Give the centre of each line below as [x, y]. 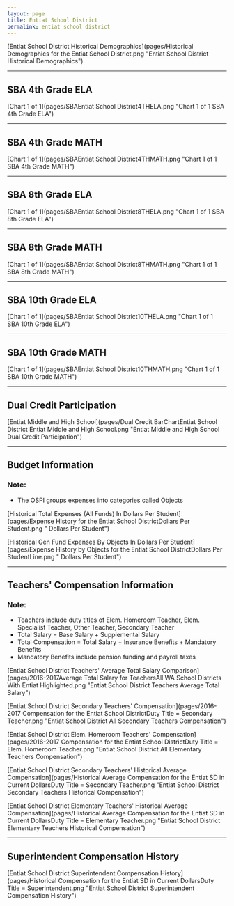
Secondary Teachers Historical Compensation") [76, 792]
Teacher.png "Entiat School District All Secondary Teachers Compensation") [117, 721]
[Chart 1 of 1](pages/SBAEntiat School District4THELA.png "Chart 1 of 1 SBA [116, 107]
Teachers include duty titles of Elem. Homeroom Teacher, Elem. [109, 620]
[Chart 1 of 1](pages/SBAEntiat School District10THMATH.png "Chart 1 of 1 [113, 369]
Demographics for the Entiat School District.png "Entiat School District [108, 54]
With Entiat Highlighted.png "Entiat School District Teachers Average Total [114, 685]
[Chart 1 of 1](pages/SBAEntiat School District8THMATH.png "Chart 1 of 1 [112, 264]
